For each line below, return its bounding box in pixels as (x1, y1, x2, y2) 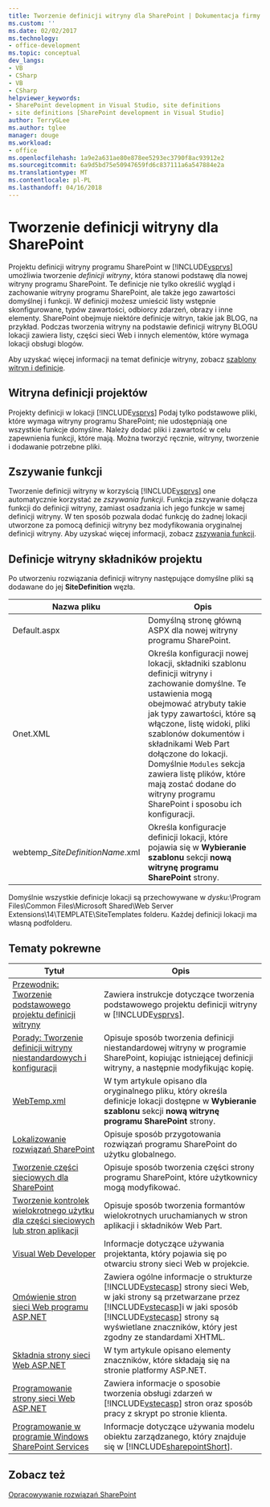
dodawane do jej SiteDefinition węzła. (8, 582, 135, 592)
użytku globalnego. (104, 1149, 177, 1160)
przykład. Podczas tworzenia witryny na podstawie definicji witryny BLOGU (8, 321, 259, 331)
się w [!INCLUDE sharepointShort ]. (104, 1440, 233, 1452)
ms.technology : (8, 34, 59, 43)
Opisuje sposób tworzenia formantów (104, 1199, 245, 1210)
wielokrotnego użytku (12, 1205, 95, 1216)
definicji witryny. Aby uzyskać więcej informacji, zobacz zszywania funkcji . (8, 529, 257, 539)
